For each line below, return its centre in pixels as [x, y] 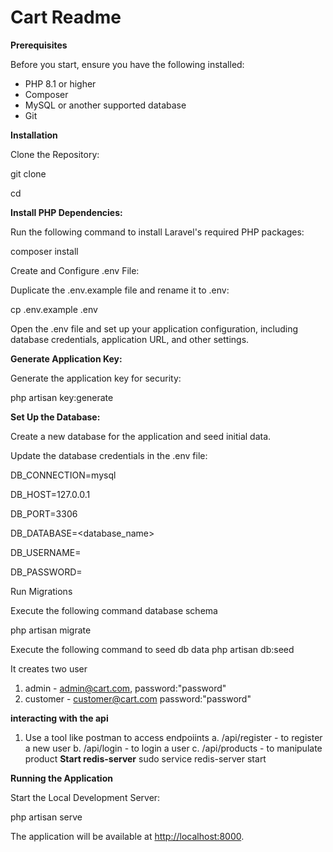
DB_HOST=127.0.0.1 [50, 494]
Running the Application [61, 778]
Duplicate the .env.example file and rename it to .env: [120, 290]
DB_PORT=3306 [44, 513]
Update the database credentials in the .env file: [109, 455]
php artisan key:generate [62, 397]
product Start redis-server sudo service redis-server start [145, 758]
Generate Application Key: [66, 358]
